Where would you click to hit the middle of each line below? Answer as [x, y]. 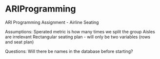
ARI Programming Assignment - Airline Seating [52, 22]
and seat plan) [20, 42]
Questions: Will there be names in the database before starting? [69, 51]
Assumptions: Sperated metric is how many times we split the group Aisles [80, 31]
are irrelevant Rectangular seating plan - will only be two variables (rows [78, 37]
